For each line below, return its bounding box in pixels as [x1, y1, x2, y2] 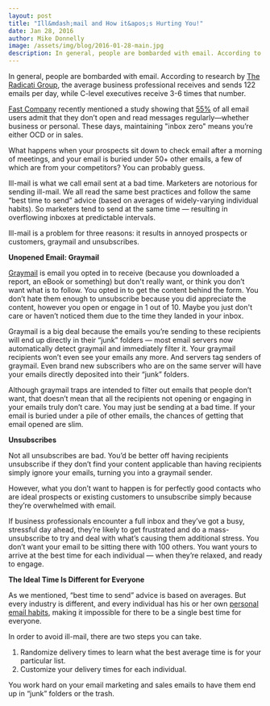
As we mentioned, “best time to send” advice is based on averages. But [8, 591, 247, 599]
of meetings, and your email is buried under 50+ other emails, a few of [8, 154, 243, 164]
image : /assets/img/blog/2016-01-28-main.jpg [8, 42, 164, 50]
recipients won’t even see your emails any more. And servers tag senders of [8, 353, 262, 361]
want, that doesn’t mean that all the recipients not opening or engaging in [8, 394, 252, 403]
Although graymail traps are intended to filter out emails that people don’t [8, 385, 252, 395]
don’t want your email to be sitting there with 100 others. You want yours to [8, 542, 258, 551]
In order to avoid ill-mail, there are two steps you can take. [8, 632, 202, 641]
